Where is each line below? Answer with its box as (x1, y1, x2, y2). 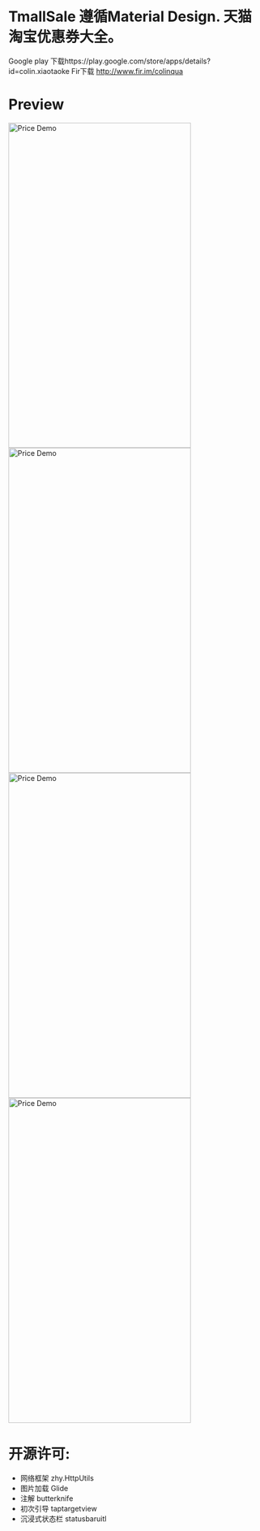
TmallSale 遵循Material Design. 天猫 (8, 7, 253, 26)
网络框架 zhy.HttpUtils (19, 1472, 95, 1483)
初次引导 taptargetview (19, 1503, 97, 1513)
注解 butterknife (19, 1493, 74, 1503)
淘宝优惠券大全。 (8, 28, 123, 46)
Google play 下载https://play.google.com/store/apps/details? (8, 56, 211, 66)
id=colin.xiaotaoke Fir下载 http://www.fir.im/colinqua (8, 66, 184, 76)
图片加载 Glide (19, 1483, 69, 1493)
